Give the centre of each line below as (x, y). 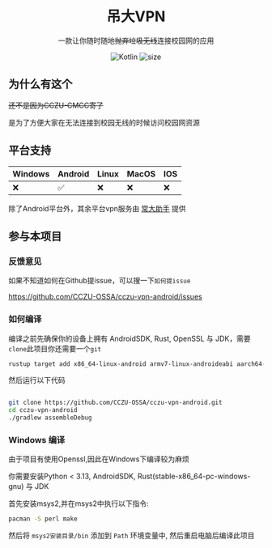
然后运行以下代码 (37, 380)
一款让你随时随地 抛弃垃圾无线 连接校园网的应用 (136, 40)
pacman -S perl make (43, 519)
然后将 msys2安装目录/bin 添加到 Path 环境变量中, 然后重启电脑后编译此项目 (132, 536)
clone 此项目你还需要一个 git (55, 348)
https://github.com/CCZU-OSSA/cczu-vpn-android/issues (105, 297)
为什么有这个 (40, 85)
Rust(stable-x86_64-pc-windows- (194, 476)
